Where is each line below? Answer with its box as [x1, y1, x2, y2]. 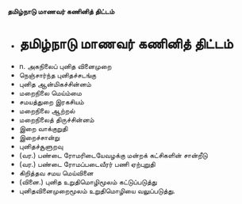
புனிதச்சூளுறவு [18, 142, 63, 151]
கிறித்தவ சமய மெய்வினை [18, 168, 94, 177]
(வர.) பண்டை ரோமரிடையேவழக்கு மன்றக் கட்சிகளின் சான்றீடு [18, 150, 208, 160]
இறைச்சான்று [18, 132, 60, 142]
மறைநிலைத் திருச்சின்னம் [18, 115, 94, 124]
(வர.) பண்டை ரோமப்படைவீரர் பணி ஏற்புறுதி [18, 159, 156, 168]
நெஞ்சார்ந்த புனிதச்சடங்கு [18, 70, 97, 80]
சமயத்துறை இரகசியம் [18, 96, 84, 106]
